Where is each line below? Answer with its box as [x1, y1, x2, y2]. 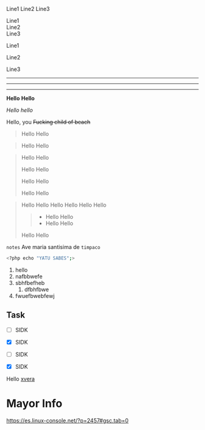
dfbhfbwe [24, 286, 49, 293]
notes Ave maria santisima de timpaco [6, 243, 101, 250]
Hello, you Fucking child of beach [6, 119, 90, 125]
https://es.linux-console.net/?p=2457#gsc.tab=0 [6, 417, 129, 424]
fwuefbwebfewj [15, 292, 55, 299]
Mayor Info [6, 397, 63, 410]
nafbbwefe [15, 272, 43, 280]
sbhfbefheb [15, 279, 45, 286]
